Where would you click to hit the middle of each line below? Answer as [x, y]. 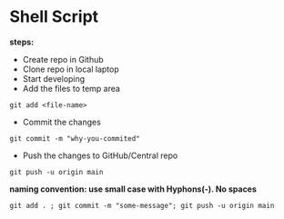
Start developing [54, 78]
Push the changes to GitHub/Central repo [100, 155]
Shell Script [54, 17]
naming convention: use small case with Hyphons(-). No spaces [133, 189]
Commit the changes [62, 122]
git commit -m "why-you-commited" [75, 138]
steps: [22, 42]
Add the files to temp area [71, 88]
